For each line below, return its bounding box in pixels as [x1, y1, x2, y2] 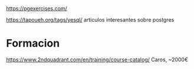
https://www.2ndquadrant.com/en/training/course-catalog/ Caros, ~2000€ [6, 56, 189, 63]
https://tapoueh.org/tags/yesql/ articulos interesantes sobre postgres [6, 16, 175, 23]
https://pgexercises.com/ [6, 5, 68, 12]
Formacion [6, 37, 60, 50]
